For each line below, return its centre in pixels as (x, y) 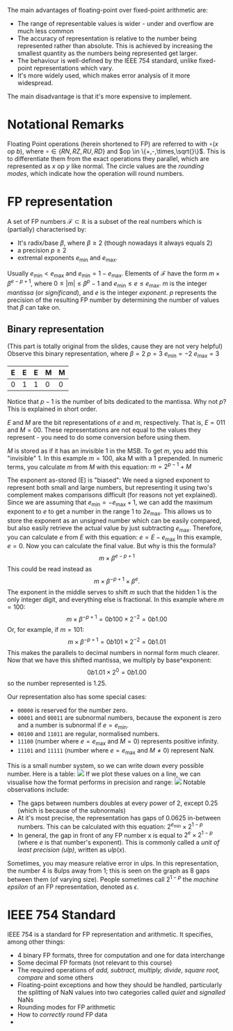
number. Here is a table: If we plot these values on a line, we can (104, 774)
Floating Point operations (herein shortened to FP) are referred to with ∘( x (113, 144)
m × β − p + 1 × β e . (117, 580)
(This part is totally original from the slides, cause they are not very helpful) (115, 346)
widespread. (35, 83)
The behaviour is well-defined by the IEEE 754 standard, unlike (107, 61)
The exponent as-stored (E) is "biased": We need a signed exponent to (109, 480)
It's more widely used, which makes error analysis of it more (104, 75)
